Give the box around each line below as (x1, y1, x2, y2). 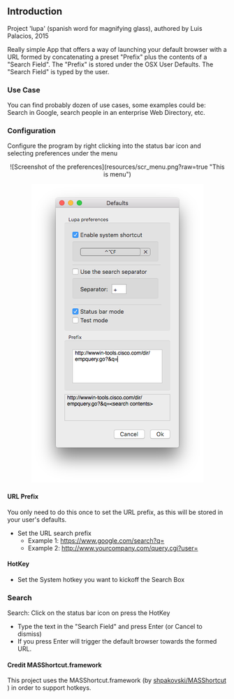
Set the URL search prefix (17, 529, 92, 537)
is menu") (103, 170, 131, 179)
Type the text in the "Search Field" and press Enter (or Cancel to (17, 623, 203, 631)
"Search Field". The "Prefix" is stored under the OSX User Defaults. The (7, 60, 214, 69)
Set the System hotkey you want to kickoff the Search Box (17, 575, 185, 583)
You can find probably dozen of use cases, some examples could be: (7, 101, 206, 109)
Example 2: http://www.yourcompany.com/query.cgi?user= (27, 544, 198, 552)
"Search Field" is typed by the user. (7, 67, 110, 76)
